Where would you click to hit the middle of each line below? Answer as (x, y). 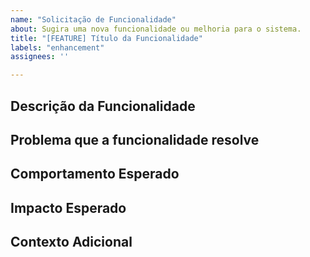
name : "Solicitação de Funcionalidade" (93, 19)
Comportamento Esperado (95, 174)
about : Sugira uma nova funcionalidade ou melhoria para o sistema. (156, 29)
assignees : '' (40, 57)
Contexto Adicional (71, 242)
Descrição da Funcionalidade (103, 106)
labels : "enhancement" (57, 47)
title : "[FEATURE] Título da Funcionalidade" (106, 38)
